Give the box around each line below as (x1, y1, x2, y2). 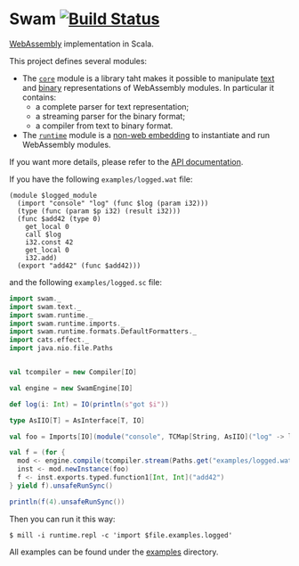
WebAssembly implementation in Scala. (9, 38, 154, 49)
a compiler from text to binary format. (35, 120, 174, 131)
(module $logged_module (9, 191, 98, 200)
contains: (21, 92, 57, 103)
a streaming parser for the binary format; (35, 111, 185, 121)
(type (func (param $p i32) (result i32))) (17, 206, 181, 216)
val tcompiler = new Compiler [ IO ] (9, 368, 138, 377)
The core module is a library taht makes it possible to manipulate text (21, 72, 275, 84)
